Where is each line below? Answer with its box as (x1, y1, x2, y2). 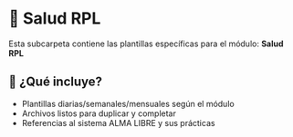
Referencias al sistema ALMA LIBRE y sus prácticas (21, 117, 215, 128)
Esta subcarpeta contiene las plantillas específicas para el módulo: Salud (8, 38, 284, 49)
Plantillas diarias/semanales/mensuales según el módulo (21, 98, 235, 109)
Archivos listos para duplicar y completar (21, 108, 177, 119)
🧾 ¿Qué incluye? (8, 74, 102, 90)
